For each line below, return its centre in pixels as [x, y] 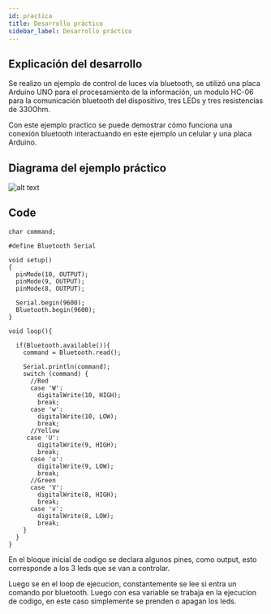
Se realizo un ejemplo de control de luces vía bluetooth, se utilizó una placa [135, 84]
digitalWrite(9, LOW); [76, 466]
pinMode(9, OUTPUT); [50, 281]
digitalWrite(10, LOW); [77, 416]
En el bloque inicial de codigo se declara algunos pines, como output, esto [133, 559]
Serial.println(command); [67, 366]
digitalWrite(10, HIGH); [80, 395]
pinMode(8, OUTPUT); [50, 288]
